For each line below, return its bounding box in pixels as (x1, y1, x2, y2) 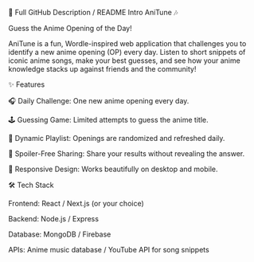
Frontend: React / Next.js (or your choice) (8, 199, 145, 208)
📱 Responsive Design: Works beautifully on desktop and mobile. (8, 164, 218, 174)
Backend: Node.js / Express (8, 214, 100, 223)
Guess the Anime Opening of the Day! (8, 24, 133, 33)
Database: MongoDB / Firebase (8, 229, 111, 239)
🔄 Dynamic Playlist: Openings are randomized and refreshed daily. (8, 134, 225, 143)
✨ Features (8, 80, 45, 89)
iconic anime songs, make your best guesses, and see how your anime (8, 56, 240, 65)
